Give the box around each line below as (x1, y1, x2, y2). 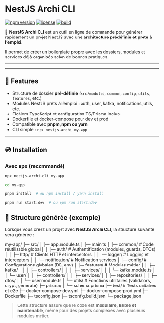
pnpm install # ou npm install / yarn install (5, 191, 104, 196)
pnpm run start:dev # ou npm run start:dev (5, 200, 97, 205)
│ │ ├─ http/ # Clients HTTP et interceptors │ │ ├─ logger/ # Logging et (5, 251, 149, 257)
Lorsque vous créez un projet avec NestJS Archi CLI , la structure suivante (5, 227, 155, 232)
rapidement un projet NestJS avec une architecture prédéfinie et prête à (5, 34, 152, 40)
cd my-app (5, 183, 25, 188)
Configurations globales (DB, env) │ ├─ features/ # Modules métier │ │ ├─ (5, 262, 155, 267)
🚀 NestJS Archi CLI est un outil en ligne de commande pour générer (5, 29, 143, 35)
